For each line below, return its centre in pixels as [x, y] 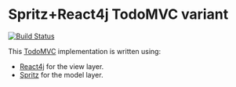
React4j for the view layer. [62, 66]
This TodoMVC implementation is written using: [85, 51]
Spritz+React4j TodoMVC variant [118, 14]
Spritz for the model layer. [61, 74]
